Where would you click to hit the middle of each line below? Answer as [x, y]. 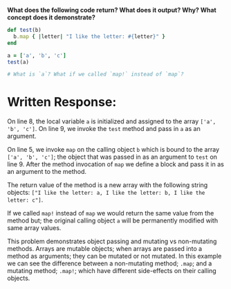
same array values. [34, 228]
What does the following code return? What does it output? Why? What [112, 10]
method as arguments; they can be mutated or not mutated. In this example [114, 256]
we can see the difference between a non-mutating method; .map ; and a [110, 263]
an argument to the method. [47, 172]
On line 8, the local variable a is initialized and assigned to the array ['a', [112, 121]
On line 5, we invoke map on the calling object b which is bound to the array [113, 150]
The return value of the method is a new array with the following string [108, 185]
